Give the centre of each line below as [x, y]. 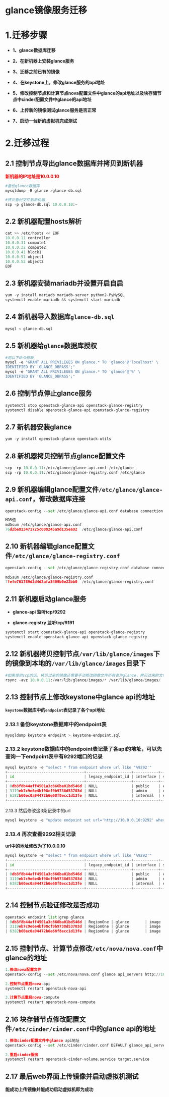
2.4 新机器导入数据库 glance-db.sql [60, 317]
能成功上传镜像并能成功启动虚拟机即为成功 [49, 1089]
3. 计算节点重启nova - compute [32, 998]
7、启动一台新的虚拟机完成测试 [45, 121]
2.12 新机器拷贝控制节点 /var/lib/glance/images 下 [82, 654]
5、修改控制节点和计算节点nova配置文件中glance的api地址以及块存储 [85, 93]
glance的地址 [26, 957]
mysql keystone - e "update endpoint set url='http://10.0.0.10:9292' [80, 820]
